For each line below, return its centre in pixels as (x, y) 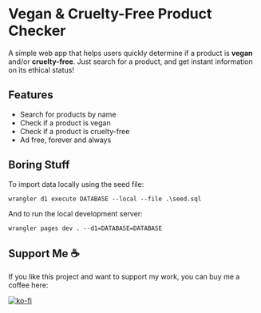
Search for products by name (68, 114)
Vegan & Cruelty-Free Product (110, 14)
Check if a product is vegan (65, 123)
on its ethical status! (41, 69)
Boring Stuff (39, 165)
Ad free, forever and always (65, 140)
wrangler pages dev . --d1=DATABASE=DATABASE (85, 228)
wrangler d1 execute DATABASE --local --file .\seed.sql (105, 199)
